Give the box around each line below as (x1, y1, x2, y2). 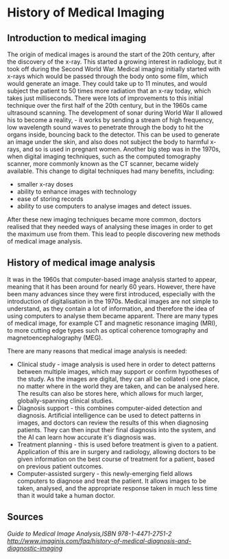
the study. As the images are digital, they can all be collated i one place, (16, 374, 220, 383)
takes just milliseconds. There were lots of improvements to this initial (7, 94, 204, 102)
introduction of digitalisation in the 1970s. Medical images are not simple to (7, 297, 219, 305)
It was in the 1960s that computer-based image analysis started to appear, (7, 275, 217, 283)
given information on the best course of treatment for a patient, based (16, 455, 215, 463)
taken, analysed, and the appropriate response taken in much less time (16, 484, 217, 492)
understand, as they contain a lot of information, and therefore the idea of (7, 304, 215, 313)
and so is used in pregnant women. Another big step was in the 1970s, (23, 145, 221, 153)
